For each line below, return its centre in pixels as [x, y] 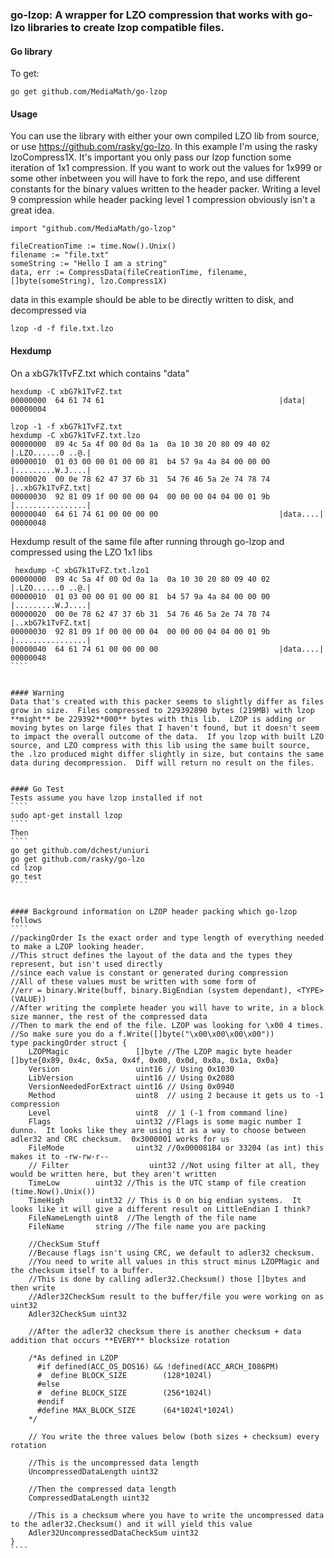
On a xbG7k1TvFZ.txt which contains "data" [100, 373]
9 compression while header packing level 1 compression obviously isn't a [163, 200]
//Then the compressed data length [102, 1489]
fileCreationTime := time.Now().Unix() [93, 246]
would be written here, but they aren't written [113, 1174]
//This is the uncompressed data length [113, 1463]
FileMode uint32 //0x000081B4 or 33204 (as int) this [176, 1148]
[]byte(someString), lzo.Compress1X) [89, 281]
